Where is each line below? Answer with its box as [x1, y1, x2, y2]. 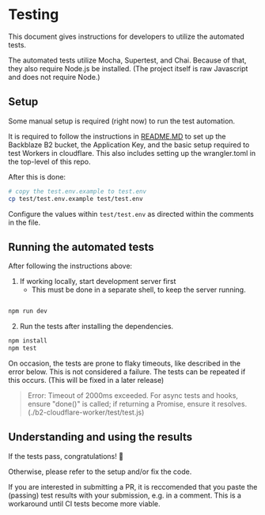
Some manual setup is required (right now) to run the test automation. [8, 116, 236, 126]
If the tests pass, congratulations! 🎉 [8, 451, 124, 460]
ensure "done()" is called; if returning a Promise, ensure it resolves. [27, 399, 248, 408]
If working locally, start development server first [19, 277, 176, 286]
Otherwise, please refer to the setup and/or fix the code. [8, 467, 192, 476]
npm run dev [8, 307, 47, 316]
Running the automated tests [8, 240, 154, 254]
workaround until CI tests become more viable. [8, 498, 161, 508]
